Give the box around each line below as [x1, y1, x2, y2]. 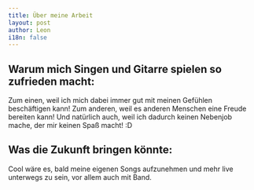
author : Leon [8, 26, 51, 34]
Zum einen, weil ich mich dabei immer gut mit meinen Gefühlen [8, 96, 213, 105]
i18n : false [8, 33, 47, 42]
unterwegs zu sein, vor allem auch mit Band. [8, 172, 152, 181]
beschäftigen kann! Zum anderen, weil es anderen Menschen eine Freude [8, 104, 247, 114]
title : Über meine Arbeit [8, 11, 93, 20]
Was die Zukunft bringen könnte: [8, 143, 173, 157]
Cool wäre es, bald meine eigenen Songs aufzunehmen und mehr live [8, 164, 234, 174]
